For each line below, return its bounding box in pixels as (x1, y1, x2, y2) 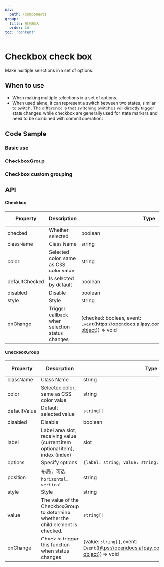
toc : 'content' (5, 30, 36, 35)
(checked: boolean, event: (81, 314, 142, 321)
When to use (5, 81, 45, 90)
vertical (41, 482, 61, 487)
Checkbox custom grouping (5, 170, 73, 177)
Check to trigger (41, 535, 79, 542)
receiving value (41, 432, 77, 439)
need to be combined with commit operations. (12, 115, 105, 121)
